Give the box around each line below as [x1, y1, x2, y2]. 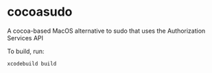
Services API [7, 33, 43, 42]
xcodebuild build [7, 60, 57, 67]
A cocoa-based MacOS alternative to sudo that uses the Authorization [7, 27, 206, 35]
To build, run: [7, 47, 45, 55]
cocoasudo [7, 4, 73, 20]
